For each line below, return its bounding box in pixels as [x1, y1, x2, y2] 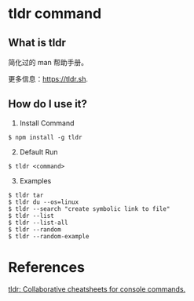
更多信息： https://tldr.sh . [8, 74, 89, 83]
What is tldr [8, 36, 67, 49]
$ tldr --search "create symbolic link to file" [8, 205, 170, 212]
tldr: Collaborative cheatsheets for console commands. [8, 284, 186, 294]
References [8, 259, 85, 276]
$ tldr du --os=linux [8, 198, 79, 206]
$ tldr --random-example [8, 232, 90, 240]
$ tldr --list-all [8, 219, 68, 227]
